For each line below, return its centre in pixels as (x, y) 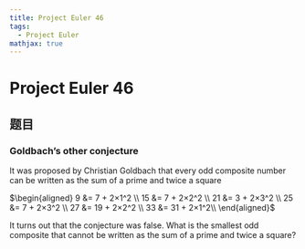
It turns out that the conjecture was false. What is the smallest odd (134, 225)
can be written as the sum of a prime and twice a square (116, 181)
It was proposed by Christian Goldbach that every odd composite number (148, 171)
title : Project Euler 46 (57, 18)
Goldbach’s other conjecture (74, 150)
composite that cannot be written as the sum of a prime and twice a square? (153, 235)
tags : (20, 26)
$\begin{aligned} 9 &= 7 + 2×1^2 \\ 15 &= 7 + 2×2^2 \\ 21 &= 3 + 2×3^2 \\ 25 (152, 198)
